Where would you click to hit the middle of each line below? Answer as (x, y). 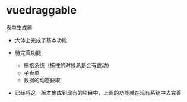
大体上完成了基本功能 (41, 40)
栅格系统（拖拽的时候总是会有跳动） (68, 65)
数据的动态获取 (42, 80)
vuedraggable (42, 10)
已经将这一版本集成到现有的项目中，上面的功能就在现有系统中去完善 (98, 93)
